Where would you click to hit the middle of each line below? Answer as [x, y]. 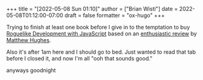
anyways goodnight [31, 70]
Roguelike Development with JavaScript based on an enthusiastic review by [102, 34]
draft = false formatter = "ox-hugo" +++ [115, 15]
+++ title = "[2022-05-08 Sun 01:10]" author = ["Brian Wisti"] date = [92, 9]
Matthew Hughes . [29, 40]
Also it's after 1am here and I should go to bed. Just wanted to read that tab [101, 52]
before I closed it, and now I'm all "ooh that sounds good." [79, 58]
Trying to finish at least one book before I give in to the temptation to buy [98, 27]
